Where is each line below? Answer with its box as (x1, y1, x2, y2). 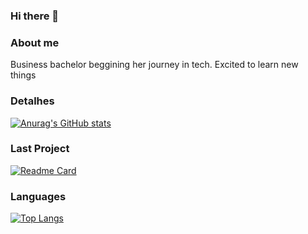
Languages (10, 189, 67, 203)
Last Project (10, 142, 70, 156)
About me (10, 35, 60, 49)
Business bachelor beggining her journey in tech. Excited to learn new (10, 59, 299, 71)
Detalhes (10, 94, 55, 108)
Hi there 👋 (10, 9, 60, 23)
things (10, 69, 37, 81)
